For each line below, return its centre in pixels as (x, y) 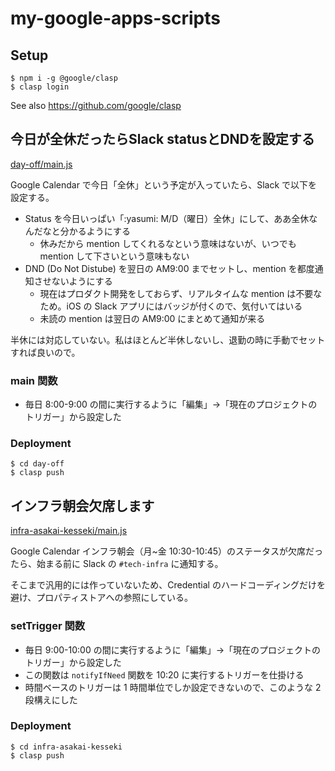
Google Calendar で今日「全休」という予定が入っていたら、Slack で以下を (164, 184)
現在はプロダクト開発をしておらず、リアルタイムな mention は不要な (181, 293)
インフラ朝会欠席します (82, 505)
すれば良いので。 (45, 352)
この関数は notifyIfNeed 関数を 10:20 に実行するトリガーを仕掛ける (164, 674)
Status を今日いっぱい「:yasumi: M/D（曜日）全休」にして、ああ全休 (167, 218)
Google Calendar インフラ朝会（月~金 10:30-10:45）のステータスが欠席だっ (167, 551)
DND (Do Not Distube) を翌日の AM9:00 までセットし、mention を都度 (169, 268)
